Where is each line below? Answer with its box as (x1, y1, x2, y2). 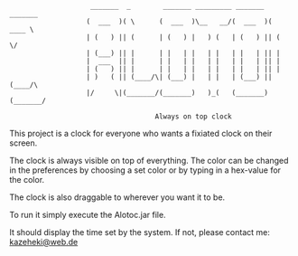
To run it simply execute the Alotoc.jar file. (9, 210, 166, 220)
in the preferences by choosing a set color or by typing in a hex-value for (9, 165, 282, 175)
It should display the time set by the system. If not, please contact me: (9, 227, 271, 237)
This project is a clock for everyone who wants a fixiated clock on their (9, 128, 273, 138)
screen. (9, 137, 38, 148)
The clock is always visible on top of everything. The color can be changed (9, 156, 289, 166)
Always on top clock (154, 112, 232, 121)
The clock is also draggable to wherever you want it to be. (9, 192, 226, 203)
